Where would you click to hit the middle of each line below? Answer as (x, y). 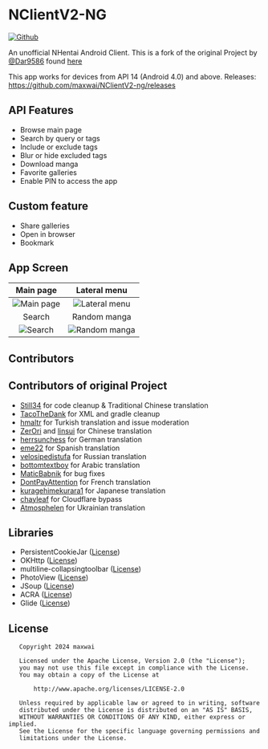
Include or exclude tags (59, 147)
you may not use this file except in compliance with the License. (134, 668)
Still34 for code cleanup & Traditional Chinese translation (114, 405)
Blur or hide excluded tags (63, 155)
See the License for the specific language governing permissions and (140, 731)
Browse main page (51, 129)
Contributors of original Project (88, 386)
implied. (23, 724)
